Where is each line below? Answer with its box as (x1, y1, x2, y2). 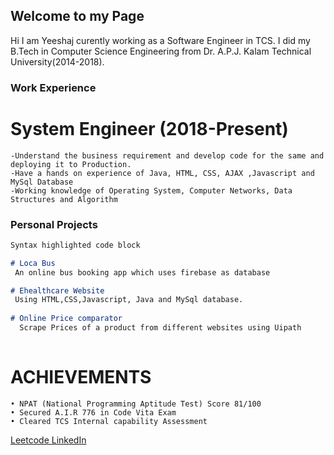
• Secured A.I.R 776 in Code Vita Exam (10, 407, 177, 418)
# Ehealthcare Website (10, 285, 105, 296)
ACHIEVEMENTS (10, 366, 152, 389)
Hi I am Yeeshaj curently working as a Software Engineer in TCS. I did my (10, 34, 311, 46)
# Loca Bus (10, 258, 56, 268)
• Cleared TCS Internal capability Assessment (10, 416, 208, 426)
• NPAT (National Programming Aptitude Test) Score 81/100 (10, 399, 262, 409)
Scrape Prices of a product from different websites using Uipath (19, 323, 302, 333)
